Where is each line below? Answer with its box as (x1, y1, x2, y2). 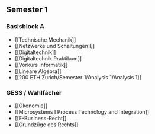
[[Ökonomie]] (14, 102, 48, 109)
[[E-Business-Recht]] (14, 114, 67, 122)
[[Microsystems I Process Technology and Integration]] (14, 108, 150, 115)
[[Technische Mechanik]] (14, 36, 76, 43)
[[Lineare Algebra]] (14, 68, 62, 75)
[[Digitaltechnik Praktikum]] (14, 55, 82, 62)
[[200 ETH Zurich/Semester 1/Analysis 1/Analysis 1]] (14, 74, 142, 81)
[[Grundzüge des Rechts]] (14, 121, 79, 128)
